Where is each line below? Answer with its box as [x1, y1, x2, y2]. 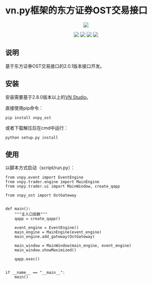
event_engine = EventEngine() [14, 225, 79, 231]
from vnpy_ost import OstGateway [5, 193, 77, 198]
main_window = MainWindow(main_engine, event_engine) [14, 243, 132, 249]
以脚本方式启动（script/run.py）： [5, 165, 75, 171]
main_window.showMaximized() [14, 248, 77, 253]
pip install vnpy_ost [5, 115, 52, 120]
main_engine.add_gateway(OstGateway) [14, 234, 95, 239]
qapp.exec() [14, 257, 40, 262]
